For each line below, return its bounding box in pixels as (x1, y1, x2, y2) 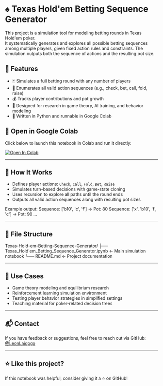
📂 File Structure (5, 230, 53, 238)
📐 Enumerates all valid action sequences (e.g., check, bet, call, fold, (12, 85, 147, 91)
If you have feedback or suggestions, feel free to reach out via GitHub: (5, 335, 146, 341)
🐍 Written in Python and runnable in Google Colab (12, 113, 112, 119)
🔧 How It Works (5, 168, 52, 176)
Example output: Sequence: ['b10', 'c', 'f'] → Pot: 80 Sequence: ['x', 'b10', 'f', (5, 206, 157, 212)
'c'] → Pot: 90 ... (5, 211, 37, 217)
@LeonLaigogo (5, 340, 35, 346)
